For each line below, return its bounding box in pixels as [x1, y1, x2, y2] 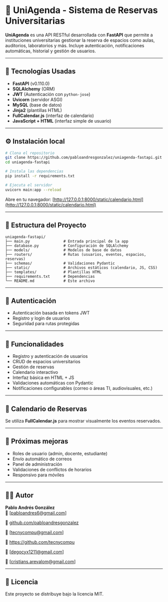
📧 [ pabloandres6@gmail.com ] [5, 510, 67, 516]
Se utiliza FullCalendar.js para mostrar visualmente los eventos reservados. [5, 418, 161, 424]
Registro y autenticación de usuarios [12, 353, 88, 359]
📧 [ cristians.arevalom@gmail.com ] [5, 558, 76, 564]
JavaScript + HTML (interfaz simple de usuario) [12, 118, 111, 124]
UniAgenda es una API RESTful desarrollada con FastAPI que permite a [5, 32, 153, 38]
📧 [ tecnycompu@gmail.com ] [5, 529, 64, 535]
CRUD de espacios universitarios [12, 359, 81, 365]
